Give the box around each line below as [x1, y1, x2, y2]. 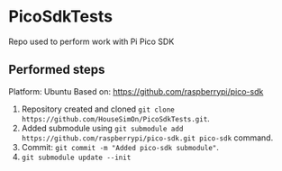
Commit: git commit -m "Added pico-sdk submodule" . [21, 141, 220, 152]
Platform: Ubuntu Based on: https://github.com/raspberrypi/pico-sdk [8, 85, 264, 96]
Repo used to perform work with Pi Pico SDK [8, 36, 175, 47]
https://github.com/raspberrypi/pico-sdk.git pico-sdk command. [21, 132, 274, 143]
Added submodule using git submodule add [21, 122, 184, 133]
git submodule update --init [21, 153, 132, 162]
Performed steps [8, 62, 105, 77]
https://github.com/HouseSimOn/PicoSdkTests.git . [21, 112, 211, 123]
